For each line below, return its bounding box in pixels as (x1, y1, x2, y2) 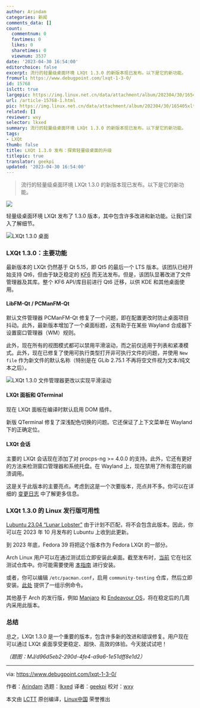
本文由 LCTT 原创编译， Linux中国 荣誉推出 (6, 695, 111, 703)
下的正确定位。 (6, 426, 43, 433)
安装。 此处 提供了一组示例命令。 (6, 582, 86, 589)
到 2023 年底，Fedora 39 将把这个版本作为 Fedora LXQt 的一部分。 (6, 541, 171, 549)
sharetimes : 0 (11, 48, 46, 54)
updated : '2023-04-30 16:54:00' (6, 164, 86, 170)
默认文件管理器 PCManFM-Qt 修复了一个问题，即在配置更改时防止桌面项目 (6, 314, 189, 321)
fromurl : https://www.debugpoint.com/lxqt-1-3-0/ (6, 75, 132, 81)
